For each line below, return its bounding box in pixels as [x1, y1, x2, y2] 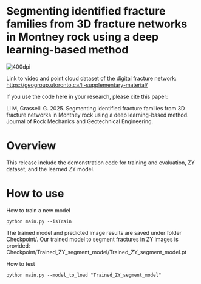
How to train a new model [6, 206, 71, 214]
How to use [6, 187, 64, 201]
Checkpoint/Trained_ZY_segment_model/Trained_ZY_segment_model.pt [6, 248, 187, 255]
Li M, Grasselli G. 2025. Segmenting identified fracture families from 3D [6, 104, 185, 112]
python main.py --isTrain [6, 218, 72, 225]
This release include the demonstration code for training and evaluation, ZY [6, 159, 196, 166]
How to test [6, 260, 35, 268]
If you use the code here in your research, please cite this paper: [6, 93, 168, 100]
